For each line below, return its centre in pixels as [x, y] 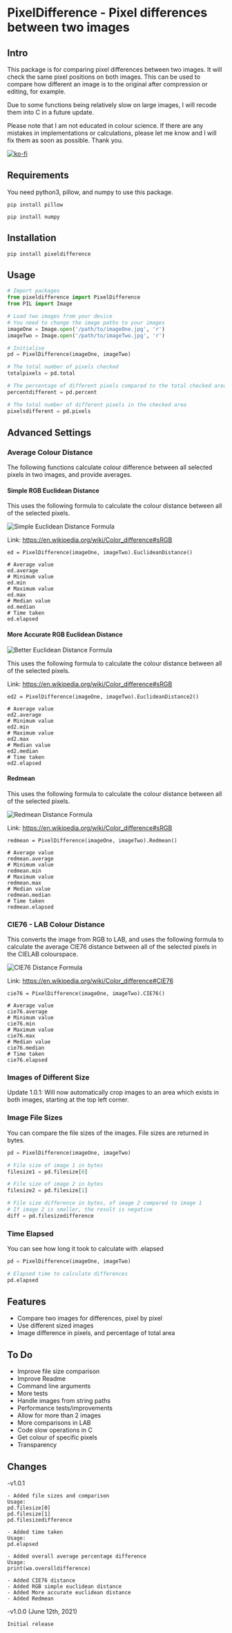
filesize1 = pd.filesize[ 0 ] [48, 1172]
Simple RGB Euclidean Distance [54, 490]
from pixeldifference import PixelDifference [74, 298]
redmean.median [29, 895]
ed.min [17, 583]
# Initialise [26, 348]
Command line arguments [54, 1386]
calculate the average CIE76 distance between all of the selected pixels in [112, 947]
